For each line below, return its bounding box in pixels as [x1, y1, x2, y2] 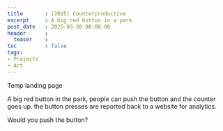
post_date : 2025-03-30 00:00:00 [7, 23, 111, 30]
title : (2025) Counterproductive [7, 10, 127, 17]
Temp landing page [7, 81, 63, 89]
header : [7, 29, 49, 37]
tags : [7, 49, 23, 56]
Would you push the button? [7, 116, 89, 124]
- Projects [7, 56, 39, 63]
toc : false [7, 43, 68, 49]
